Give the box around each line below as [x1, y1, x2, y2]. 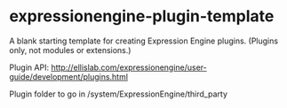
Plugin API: [9, 62, 50, 73]
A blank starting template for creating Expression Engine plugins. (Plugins [9, 35, 278, 46]
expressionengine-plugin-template [9, 6, 275, 27]
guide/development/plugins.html [9, 71, 129, 81]
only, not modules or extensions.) [9, 44, 132, 55]
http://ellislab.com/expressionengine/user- [51, 62, 207, 73]
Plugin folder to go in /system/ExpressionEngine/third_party [9, 89, 228, 99]
